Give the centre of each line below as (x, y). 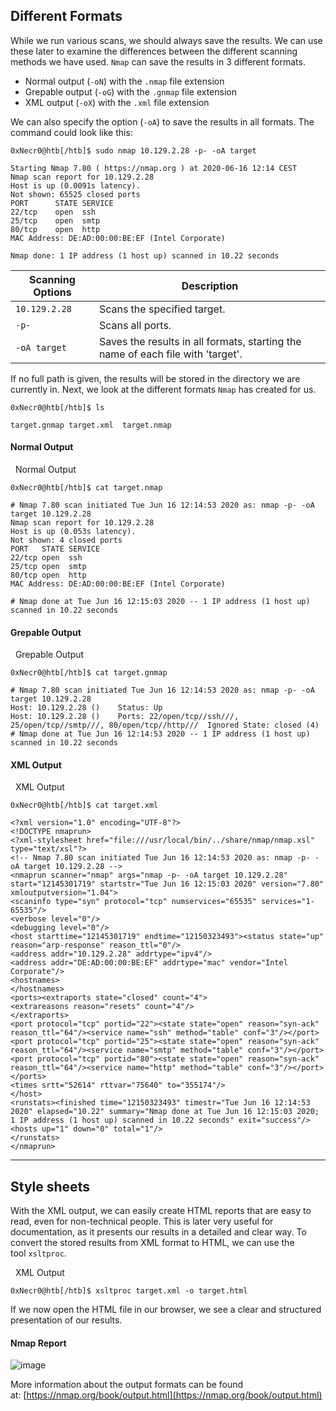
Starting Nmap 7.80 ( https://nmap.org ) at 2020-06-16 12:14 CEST (154, 168)
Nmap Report (38, 1343)
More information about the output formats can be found (127, 1385)
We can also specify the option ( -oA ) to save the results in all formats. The (162, 121)
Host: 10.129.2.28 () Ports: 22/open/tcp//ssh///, (125, 717)
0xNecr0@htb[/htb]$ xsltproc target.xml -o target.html (129, 1291)
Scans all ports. (135, 325)
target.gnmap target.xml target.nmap (91, 425)
